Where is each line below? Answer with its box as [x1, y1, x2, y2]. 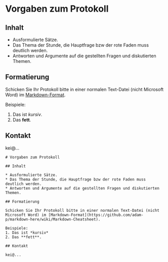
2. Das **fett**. [5, 234, 42, 240]
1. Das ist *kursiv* [5, 230, 49, 235]
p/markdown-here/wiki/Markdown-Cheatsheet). [5, 216, 101, 222]
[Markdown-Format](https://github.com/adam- [48, 212, 144, 217]
